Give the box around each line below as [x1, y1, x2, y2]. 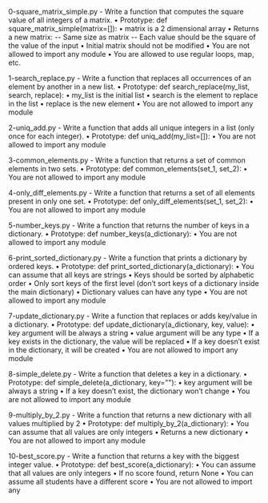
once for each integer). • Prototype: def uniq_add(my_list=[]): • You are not [8, 131, 256, 141]
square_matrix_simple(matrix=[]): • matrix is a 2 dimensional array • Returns [8, 24, 260, 33]
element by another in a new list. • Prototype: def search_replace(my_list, [8, 82, 250, 91]
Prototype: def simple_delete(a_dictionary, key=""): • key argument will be [8, 378, 253, 387]
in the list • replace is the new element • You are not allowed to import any [8, 99, 254, 108]
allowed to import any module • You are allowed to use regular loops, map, [8, 50, 254, 58]
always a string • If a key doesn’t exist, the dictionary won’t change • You [8, 386, 250, 396]
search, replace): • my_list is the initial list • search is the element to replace [8, 91, 258, 99]
